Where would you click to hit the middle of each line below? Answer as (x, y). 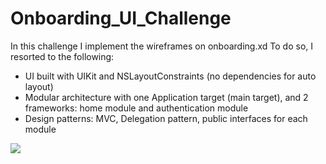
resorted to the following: (62, 56)
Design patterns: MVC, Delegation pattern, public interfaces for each (166, 118)
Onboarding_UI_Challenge (121, 18)
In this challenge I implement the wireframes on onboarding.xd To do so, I (162, 46)
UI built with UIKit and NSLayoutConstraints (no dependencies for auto (170, 76)
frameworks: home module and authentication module (136, 108)
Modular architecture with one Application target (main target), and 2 (166, 97)
